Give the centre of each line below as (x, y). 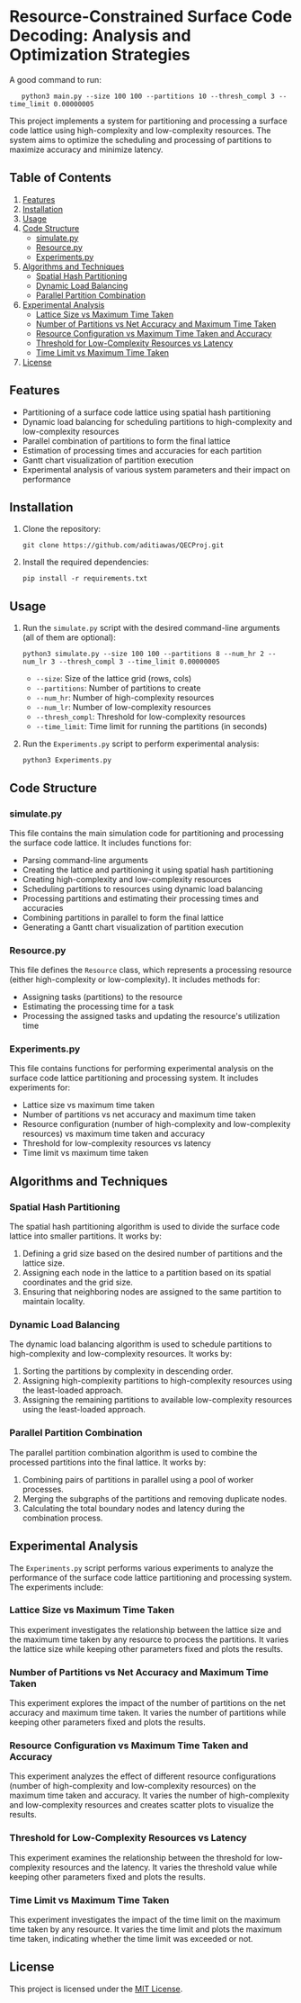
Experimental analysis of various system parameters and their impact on (156, 469)
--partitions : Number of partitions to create (118, 688)
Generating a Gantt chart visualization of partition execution (133, 927)
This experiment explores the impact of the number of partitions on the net (147, 1703)
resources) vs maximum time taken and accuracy (113, 1134)
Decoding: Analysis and (100, 36)
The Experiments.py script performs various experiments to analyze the (142, 1567)
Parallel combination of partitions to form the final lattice (126, 441)
